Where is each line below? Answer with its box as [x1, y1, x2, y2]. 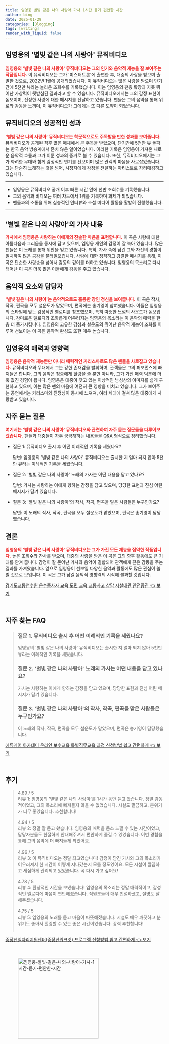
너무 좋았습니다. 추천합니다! [23, 808, 77, 814]
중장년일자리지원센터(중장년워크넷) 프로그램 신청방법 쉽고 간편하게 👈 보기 [5, 936, 151, 942]
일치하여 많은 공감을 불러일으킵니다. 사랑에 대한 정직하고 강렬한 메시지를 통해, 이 [5, 253, 162, 259]
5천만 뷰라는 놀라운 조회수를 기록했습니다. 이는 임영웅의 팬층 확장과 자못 [14, 84, 155, 90]
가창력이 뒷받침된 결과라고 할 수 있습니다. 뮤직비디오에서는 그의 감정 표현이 [14, 90, 161, 96]
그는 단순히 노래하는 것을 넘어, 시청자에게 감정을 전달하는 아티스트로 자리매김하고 [5, 165, 164, 171]
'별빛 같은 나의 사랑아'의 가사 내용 [5, 220, 103, 229]
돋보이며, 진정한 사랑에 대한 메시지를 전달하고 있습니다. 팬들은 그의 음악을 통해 [5, 96, 158, 102]
